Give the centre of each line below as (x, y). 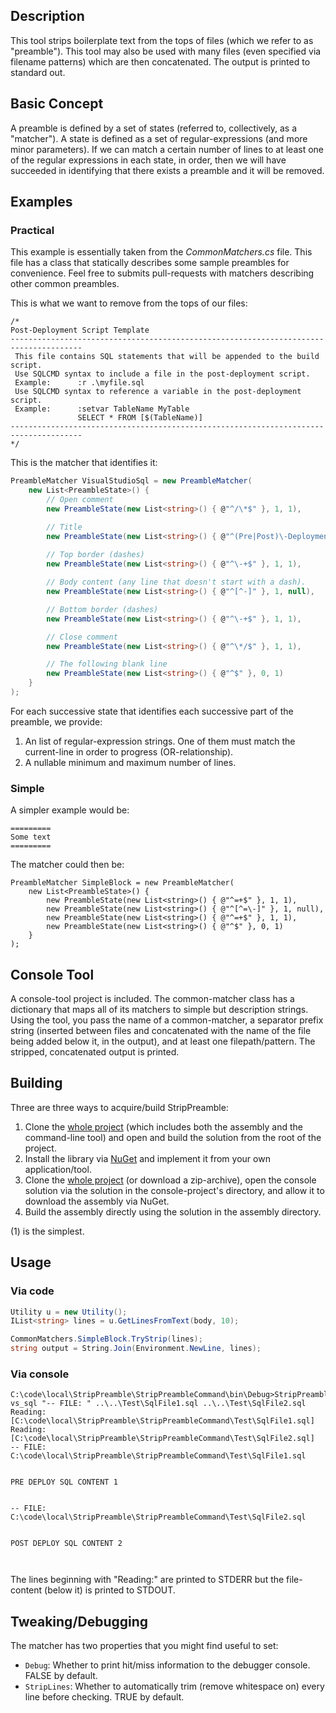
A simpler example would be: (70, 810)
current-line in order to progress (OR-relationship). (129, 751)
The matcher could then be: (67, 865)
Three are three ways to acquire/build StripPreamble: (119, 1107)
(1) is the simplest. (47, 1231)
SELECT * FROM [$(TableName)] (140, 418)
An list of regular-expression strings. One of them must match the (160, 741)
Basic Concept (57, 104)
